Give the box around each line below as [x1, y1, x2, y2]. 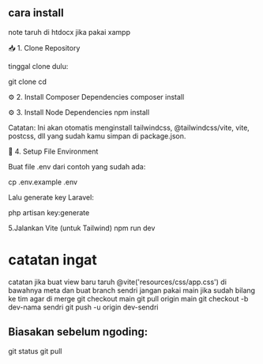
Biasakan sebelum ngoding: [8, 325, 148, 339]
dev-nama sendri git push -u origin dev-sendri [8, 302, 159, 312]
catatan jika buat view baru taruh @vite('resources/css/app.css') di [8, 277, 227, 286]
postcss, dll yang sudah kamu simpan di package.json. [8, 131, 186, 141]
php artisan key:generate [8, 207, 90, 217]
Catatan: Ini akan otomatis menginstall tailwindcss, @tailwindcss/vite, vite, [8, 123, 250, 132]
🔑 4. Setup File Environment [8, 146, 99, 156]
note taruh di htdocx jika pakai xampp [8, 27, 130, 36]
